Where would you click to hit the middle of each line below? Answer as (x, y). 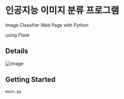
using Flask (17, 35)
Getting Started (30, 80)
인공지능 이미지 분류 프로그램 (62, 11)
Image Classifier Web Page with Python (47, 25)
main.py (14, 91)
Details (17, 51)
